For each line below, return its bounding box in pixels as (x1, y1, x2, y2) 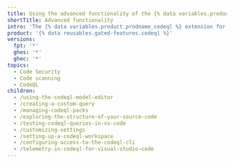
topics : (7, 62, 30, 69)
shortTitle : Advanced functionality (7, 17, 114, 24)
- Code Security (13, 68, 61, 75)
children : (7, 87, 36, 94)
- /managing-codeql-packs (13, 107, 89, 114)
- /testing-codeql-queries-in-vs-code (13, 119, 127, 127)
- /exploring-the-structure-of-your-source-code (13, 113, 157, 120)
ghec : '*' (13, 55, 42, 62)
